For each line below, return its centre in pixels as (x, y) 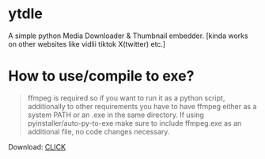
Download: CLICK (37, 146)
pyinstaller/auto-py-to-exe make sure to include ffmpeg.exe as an (134, 123)
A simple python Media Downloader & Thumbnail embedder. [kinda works (128, 36)
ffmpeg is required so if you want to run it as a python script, (126, 98)
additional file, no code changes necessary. (98, 131)
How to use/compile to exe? (101, 76)
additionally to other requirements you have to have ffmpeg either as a (142, 106)
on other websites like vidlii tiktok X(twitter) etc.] (87, 44)
